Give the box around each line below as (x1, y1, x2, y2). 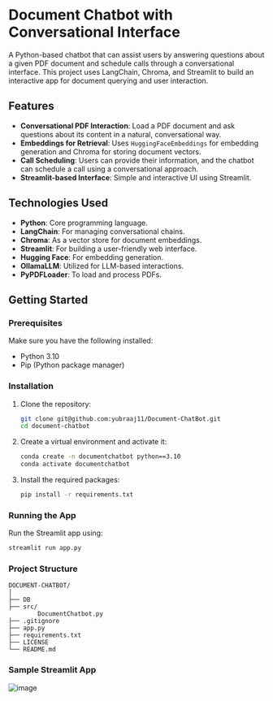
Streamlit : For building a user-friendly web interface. (19, 244, 197, 253)
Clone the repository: (19, 399, 92, 409)
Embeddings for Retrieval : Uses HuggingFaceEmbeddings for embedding (19, 138, 259, 148)
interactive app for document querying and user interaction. (8, 76, 209, 85)
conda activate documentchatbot (19, 461, 130, 469)
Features (8, 99, 54, 113)
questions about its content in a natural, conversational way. (19, 129, 222, 139)
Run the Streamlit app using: (8, 528, 103, 538)
